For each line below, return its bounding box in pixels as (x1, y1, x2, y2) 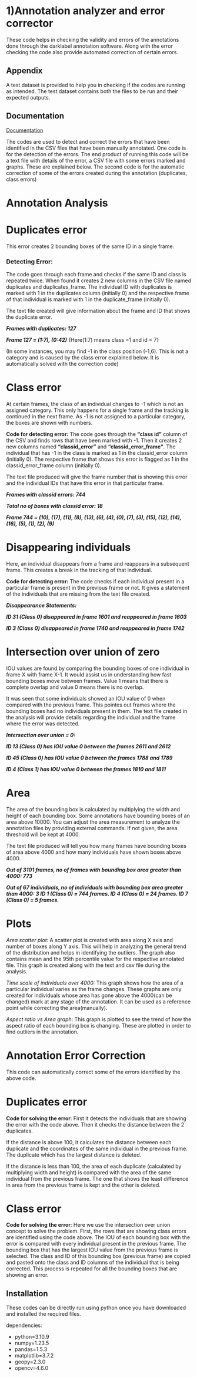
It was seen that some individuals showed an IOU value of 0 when (6, 695, 166, 702)
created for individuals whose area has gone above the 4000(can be (6, 992, 172, 999)
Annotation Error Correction (6, 1049, 146, 1062)
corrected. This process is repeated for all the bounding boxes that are (6, 1265, 178, 1272)
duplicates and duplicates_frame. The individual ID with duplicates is (6, 283, 172, 290)
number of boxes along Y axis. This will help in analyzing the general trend (6, 943, 186, 950)
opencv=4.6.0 (14, 1365, 49, 1372)
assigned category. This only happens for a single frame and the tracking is (6, 407, 189, 414)
